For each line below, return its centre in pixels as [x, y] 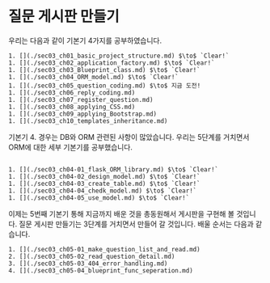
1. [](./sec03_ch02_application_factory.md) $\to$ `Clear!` [112, 63]
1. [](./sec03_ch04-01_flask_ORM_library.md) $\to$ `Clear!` [114, 169]
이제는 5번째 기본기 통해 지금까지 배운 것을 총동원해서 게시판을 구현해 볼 [121, 213]
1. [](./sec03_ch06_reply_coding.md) [72, 93]
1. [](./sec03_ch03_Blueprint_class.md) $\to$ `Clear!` [104, 70]
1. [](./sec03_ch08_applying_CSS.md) [72, 107]
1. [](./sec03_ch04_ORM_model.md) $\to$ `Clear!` [94, 77]
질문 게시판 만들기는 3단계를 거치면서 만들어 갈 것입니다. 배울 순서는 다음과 [137, 224]
